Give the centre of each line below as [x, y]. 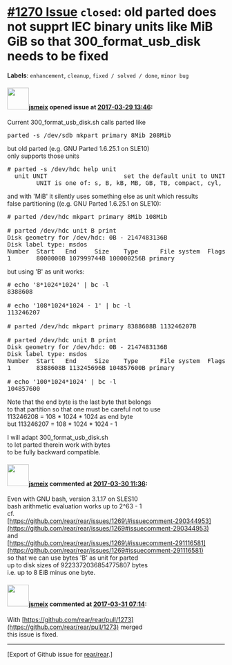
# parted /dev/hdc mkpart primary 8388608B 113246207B [102, 327]
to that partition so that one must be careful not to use [84, 409]
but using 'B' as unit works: [46, 272]
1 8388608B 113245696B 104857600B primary [91, 368]
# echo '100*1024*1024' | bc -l [62, 382]
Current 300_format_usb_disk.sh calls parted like [77, 123]
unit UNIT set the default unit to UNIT [120, 176]
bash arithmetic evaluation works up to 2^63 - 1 [75, 506]
